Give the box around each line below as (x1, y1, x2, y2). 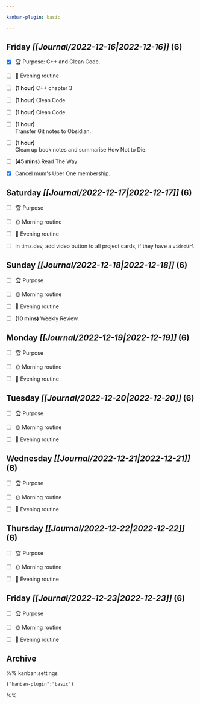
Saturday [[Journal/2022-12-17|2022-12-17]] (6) (6, 188, 192, 198)
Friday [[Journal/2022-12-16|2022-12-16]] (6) (6, 42, 183, 52)
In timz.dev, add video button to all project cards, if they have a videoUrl (14, 242, 195, 250)
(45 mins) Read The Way (14, 158, 78, 165)
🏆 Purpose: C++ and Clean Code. (14, 58, 101, 65)
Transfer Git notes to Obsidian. (14, 128, 92, 135)
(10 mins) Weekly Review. (14, 315, 80, 322)
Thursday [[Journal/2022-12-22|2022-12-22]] (6, 523, 185, 534)
